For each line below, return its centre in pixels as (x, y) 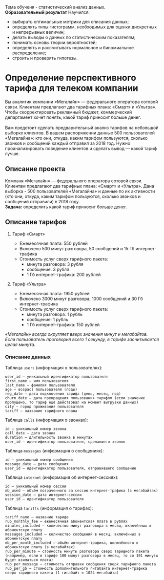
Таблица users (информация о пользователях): (54, 367)
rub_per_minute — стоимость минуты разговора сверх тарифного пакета (77, 551)
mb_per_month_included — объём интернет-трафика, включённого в (72, 543)
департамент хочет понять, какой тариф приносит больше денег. (73, 117)
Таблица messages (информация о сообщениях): (54, 451)
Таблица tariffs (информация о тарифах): (49, 508)
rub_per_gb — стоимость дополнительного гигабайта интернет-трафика (76, 568)
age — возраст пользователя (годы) (41, 389)
